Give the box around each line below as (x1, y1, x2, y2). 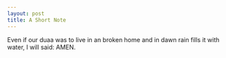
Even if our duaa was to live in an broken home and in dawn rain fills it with (7, 35, 220, 43)
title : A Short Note (7, 17, 67, 23)
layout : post (7, 10, 45, 17)
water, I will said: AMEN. (7, 43, 76, 51)
